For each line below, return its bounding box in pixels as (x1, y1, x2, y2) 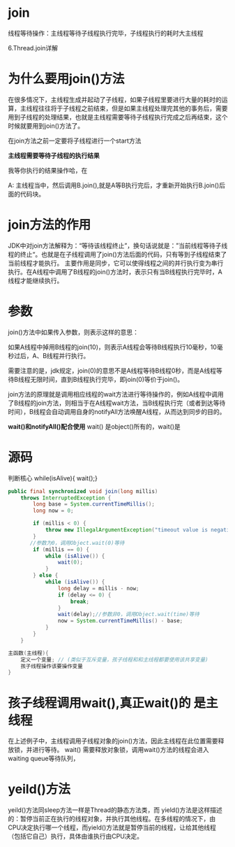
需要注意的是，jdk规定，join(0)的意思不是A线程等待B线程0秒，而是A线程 (8, 366, 217, 375)
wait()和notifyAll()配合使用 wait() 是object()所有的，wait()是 (8, 422, 181, 431)
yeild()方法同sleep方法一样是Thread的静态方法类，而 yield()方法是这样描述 (8, 806, 222, 814)
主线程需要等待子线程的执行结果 (8, 151, 100, 159)
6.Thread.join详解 (8, 43, 59, 52)
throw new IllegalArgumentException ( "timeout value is (45, 527, 209, 534)
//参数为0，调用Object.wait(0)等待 (29, 539, 125, 546)
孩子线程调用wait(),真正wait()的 (8, 695, 191, 711)
